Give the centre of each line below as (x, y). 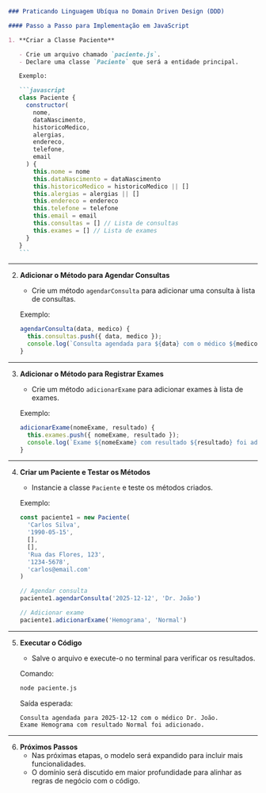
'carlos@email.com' (59, 569)
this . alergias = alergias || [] (86, 194)
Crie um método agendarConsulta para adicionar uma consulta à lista (143, 291)
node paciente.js (48, 688)
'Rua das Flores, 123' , (66, 554)
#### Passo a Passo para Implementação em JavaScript (99, 25)
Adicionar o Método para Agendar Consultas (95, 275)
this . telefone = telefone (76, 209)
